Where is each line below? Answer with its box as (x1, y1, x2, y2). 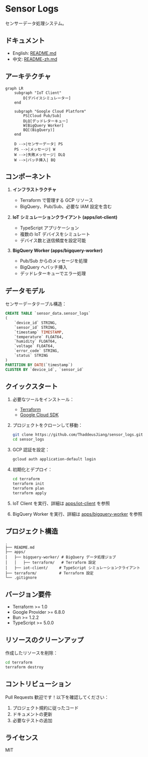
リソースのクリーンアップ (5, 635, 84, 644)
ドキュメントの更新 (12, 711, 53, 717)
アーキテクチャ (5, 72, 51, 81)
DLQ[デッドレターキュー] (23, 119, 69, 124)
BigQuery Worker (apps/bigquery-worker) (12, 247, 103, 254)
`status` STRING (14, 353, 49, 358)
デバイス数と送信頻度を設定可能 (20, 237, 86, 244)
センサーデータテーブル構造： (5, 301, 67, 307)
